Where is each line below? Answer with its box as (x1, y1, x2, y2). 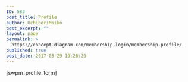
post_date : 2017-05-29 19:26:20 (6, 53, 86, 59)
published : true (6, 48, 46, 53)
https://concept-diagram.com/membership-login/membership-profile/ (11, 42, 183, 48)
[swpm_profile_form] (6, 69, 58, 76)
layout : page (6, 31, 39, 37)
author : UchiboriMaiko (6, 20, 62, 26)
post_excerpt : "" (6, 25, 49, 31)
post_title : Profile (6, 14, 58, 20)
